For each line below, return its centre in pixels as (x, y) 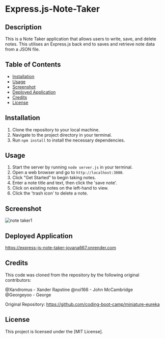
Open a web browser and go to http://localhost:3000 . (68, 172)
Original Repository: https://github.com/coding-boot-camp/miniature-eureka (82, 304)
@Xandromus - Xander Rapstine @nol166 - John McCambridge (69, 290)
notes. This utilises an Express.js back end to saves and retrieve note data (80, 44)
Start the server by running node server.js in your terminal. (72, 167)
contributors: (18, 280)
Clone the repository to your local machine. (56, 130)
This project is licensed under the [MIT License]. (54, 331)
